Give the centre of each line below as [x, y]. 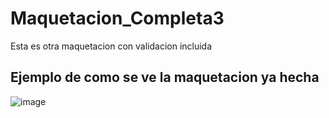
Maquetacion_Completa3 [117, 18]
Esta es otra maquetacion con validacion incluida [111, 46]
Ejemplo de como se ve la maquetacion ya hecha [165, 77]
